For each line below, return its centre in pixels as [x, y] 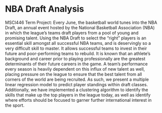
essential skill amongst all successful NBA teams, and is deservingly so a [78, 43]
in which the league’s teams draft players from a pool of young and [72, 33]
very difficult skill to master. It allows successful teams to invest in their [76, 48]
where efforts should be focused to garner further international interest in [78, 100]
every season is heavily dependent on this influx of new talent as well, [75, 69]
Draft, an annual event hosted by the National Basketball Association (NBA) [80, 27]
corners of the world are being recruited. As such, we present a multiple [77, 79]
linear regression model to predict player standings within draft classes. [76, 84]
